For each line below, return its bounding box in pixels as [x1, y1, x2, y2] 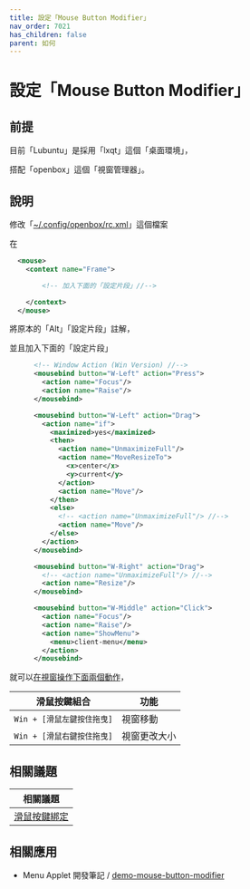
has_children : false [9, 30, 88, 39]
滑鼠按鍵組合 [35, 695, 91, 708]
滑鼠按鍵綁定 [14, 810, 70, 823]
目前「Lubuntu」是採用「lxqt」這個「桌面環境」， [9, 145, 193, 156]
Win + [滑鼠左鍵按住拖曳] [14, 714, 113, 725]
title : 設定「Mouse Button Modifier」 [9, 13, 151, 23]
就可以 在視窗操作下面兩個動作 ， [9, 672, 129, 682]
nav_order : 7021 [9, 22, 71, 31]
